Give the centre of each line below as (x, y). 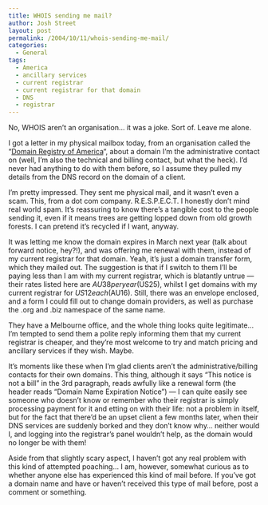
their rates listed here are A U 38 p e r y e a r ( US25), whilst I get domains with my (133, 284)
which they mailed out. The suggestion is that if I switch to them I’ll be (123, 268)
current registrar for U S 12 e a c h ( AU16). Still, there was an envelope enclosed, (134, 293)
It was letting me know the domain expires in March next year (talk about (128, 242)
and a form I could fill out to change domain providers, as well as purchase (131, 301)
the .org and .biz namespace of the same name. (87, 310)
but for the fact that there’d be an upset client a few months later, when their (133, 417)
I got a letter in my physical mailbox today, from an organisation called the (130, 143)
